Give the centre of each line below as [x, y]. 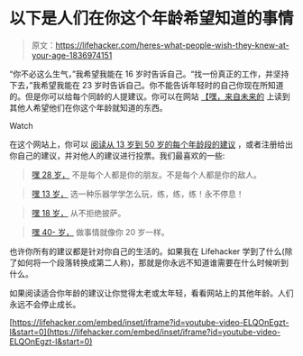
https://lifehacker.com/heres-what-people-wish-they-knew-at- [173, 45]
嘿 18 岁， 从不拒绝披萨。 [78, 213]
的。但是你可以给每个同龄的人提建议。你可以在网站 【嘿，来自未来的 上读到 [150, 96]
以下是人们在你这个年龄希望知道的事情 [152, 18]
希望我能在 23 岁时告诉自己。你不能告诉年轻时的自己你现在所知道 [162, 85]
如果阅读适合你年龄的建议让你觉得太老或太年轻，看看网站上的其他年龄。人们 [151, 293]
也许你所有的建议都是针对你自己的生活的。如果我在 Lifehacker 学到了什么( [147, 251]
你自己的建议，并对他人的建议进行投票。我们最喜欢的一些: [117, 155]
